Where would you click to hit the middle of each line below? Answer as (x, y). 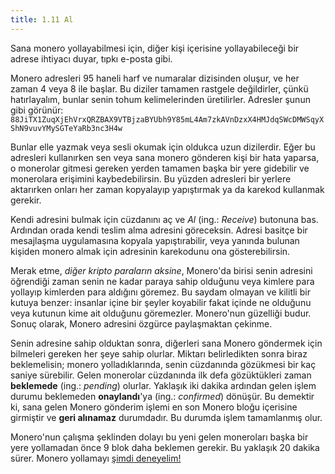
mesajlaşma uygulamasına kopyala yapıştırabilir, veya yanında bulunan (155, 240)
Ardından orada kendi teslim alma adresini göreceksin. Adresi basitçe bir (159, 230)
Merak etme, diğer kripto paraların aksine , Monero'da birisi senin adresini (161, 270)
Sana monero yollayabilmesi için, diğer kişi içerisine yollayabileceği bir (155, 48)
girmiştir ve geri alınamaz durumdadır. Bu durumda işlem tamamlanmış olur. (166, 417)
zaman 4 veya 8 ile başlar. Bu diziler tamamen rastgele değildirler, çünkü (159, 88)
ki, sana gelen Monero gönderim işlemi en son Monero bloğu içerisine (154, 407)
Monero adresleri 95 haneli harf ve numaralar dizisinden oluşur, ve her (155, 78)
